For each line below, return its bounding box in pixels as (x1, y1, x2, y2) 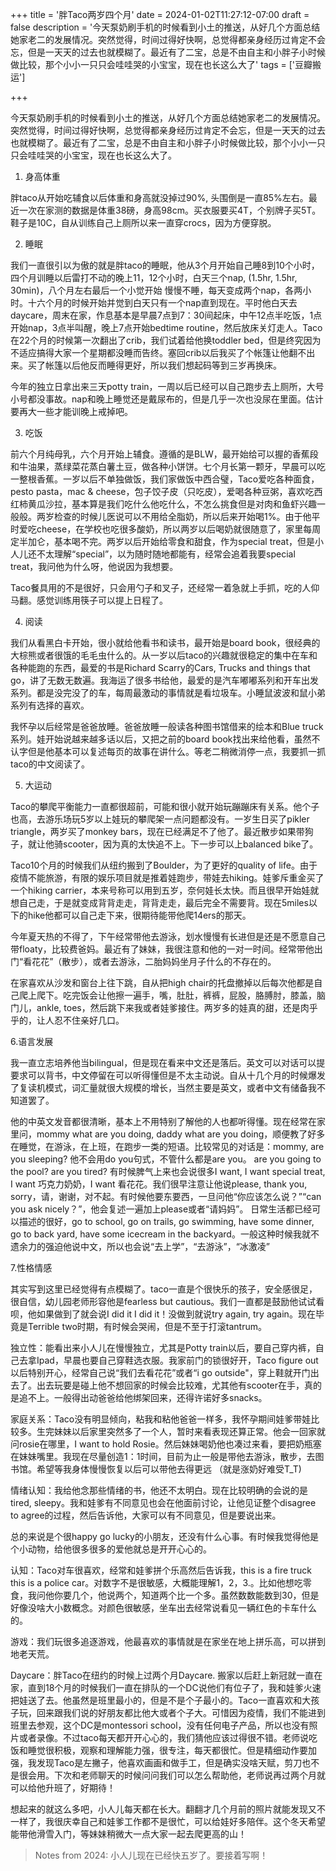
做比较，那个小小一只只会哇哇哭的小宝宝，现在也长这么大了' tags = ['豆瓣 (10, 59, 313, 70)
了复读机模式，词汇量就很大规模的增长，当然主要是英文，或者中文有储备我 (10, 1082, 317, 1093)
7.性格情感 (10, 1262, 53, 1273)
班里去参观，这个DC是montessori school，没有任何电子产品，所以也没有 (10, 1719, 310, 1731)
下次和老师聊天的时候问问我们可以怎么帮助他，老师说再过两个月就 (53, 1769, 326, 1781)
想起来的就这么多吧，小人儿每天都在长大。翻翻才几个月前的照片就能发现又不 (10, 1803, 326, 1815)
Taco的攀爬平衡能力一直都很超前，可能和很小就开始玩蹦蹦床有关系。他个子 (10, 801, 320, 812)
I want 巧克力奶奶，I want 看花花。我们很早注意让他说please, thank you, (10, 1178, 308, 1190)
